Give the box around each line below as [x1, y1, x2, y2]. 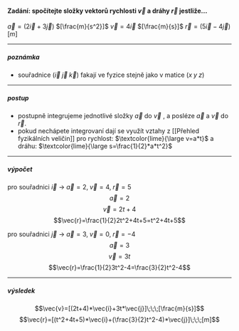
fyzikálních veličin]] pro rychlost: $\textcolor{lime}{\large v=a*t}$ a [17, 135, 214, 143]
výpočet [7, 164, 33, 173]
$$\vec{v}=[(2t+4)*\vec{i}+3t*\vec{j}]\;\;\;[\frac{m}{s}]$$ [34, 304, 205, 313]
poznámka [7, 53, 41, 61]
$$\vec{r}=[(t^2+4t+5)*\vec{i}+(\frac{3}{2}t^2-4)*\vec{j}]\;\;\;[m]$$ [18, 315, 221, 324]
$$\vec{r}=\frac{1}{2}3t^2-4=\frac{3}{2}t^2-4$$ [48, 263, 191, 272]
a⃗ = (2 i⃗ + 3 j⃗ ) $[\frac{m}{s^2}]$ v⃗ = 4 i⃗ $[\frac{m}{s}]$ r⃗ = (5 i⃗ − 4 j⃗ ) [7, 22, 231, 31]
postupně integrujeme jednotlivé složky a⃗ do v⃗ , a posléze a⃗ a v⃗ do [17, 112, 229, 120]
